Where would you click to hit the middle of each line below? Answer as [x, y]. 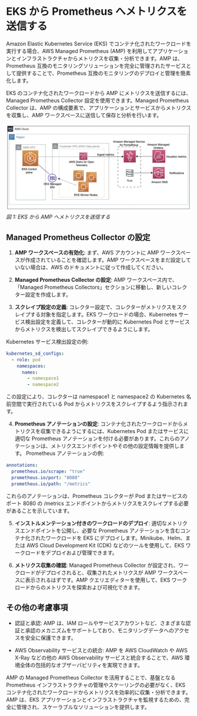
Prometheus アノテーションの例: [65, 453]
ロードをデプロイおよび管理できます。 [71, 552]
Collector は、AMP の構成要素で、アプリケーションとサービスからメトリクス [99, 108]
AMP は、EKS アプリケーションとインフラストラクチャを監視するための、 [95, 699]
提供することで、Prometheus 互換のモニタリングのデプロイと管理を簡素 [103, 73]
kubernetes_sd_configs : [35, 354]
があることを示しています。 [39, 510]
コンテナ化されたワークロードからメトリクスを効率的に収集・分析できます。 [98, 692]
